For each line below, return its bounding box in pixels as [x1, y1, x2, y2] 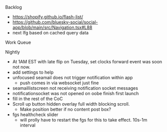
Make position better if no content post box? [19, 107, 111, 112]
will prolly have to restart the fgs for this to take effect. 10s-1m [19, 117, 147, 123]
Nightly [5, 49, 20, 55]
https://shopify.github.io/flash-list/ [12, 14, 83, 19]
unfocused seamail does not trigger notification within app [12, 75, 133, 80]
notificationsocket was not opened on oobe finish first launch [12, 91, 139, 96]
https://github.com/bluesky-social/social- [12, 19, 98, 25]
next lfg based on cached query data [12, 30, 89, 35]
